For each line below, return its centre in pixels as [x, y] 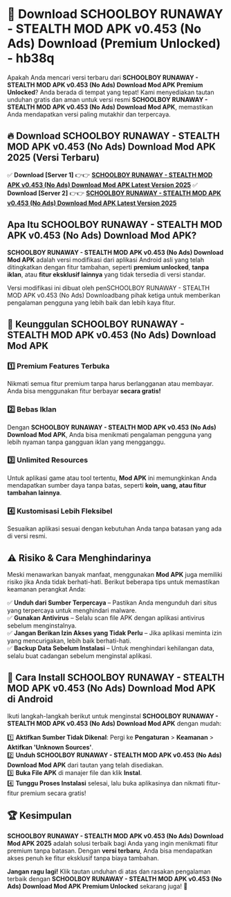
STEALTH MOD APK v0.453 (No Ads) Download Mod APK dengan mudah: [114, 723]
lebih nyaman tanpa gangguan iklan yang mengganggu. [86, 442]
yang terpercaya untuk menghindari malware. [72, 610]
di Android [30, 699]
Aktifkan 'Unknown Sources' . [50, 747]
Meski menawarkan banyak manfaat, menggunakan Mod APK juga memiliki [115, 574]
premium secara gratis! [53, 793]
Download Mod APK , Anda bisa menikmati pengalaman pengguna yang [110, 434]
